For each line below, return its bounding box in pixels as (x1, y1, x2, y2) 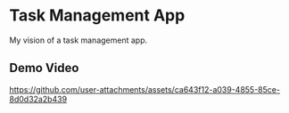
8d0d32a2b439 (9, 93, 68, 104)
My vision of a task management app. (9, 35, 148, 45)
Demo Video (9, 61, 79, 76)
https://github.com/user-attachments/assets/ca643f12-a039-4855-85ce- (9, 84, 281, 94)
